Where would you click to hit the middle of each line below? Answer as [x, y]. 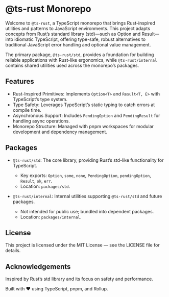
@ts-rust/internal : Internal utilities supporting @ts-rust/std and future [87, 196]
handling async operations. [41, 121]
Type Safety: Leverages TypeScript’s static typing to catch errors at [84, 105]
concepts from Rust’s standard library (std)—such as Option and [73, 34]
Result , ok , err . [36, 181]
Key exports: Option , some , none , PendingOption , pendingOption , [86, 175]
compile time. [27, 110]
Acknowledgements [38, 267]
